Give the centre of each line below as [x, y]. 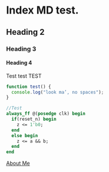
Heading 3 [21, 49]
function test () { [29, 87]
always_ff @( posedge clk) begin [46, 114]
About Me [18, 163]
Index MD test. [42, 10]
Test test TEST [24, 76]
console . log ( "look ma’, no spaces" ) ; [58, 92]
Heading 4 [19, 63]
